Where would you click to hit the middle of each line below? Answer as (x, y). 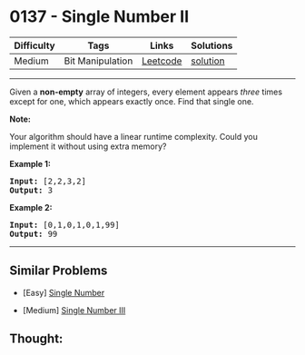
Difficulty (35, 45)
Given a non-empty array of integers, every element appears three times (146, 92)
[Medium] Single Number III (74, 310)
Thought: (36, 339)
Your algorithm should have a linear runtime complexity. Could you (134, 136)
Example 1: (30, 163)
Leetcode (162, 61)
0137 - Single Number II (99, 17)
